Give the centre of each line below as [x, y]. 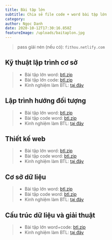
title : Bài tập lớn [25, 10]
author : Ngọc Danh [24, 24]
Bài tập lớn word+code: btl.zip [55, 227]
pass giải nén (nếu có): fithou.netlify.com [61, 47]
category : [15, 19]
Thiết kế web [25, 139]
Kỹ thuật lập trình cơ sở [41, 63]
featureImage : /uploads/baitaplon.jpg [45, 33]
